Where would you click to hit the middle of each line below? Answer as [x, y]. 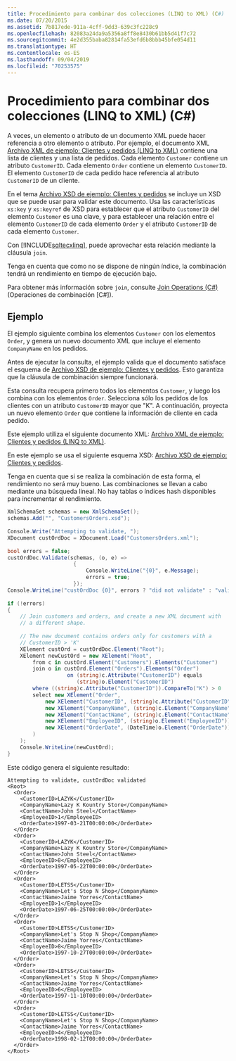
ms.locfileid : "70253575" [45, 66]
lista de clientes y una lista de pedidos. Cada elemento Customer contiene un [118, 158]
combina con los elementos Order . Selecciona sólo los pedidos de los [108, 398]
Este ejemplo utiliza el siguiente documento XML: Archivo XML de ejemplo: [116, 434]
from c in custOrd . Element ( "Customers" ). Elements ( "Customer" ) [125, 662]
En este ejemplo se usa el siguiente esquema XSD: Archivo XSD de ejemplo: [117, 455]
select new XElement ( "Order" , [77, 695]
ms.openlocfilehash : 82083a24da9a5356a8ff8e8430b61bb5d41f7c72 [102, 33]
